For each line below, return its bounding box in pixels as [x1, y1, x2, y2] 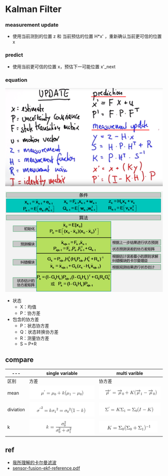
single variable [46, 370, 78, 376]
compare [5, 355, 34, 364]
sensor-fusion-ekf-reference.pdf [12, 465, 80, 471]
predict [5, 52, 23, 59]
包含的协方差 [12, 317, 39, 323]
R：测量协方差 [19, 335, 49, 341]
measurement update [5, 22, 59, 29]
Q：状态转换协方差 [19, 329, 59, 335]
